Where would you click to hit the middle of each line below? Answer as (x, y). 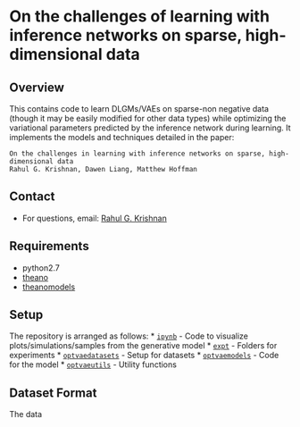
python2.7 (41, 268)
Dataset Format (53, 393)
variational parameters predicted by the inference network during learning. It (150, 128)
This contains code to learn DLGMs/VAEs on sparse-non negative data (139, 109)
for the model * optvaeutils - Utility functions (93, 364)
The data (26, 414)
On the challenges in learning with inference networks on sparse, (137, 154)
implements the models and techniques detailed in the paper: (122, 137)
